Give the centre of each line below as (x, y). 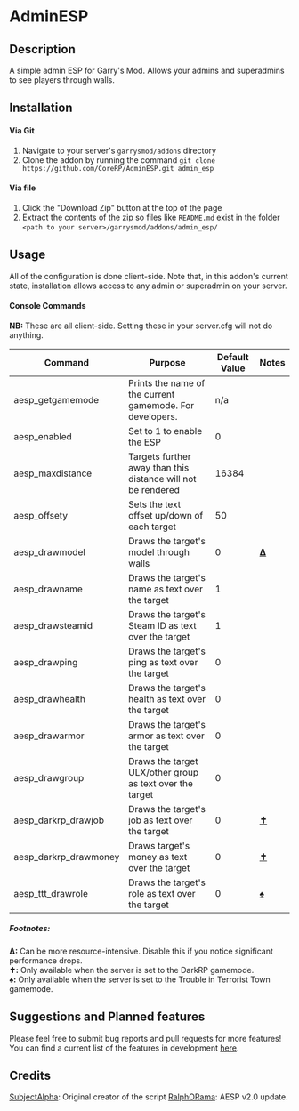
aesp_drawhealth (50, 698)
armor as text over (166, 736)
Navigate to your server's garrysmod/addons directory (119, 150)
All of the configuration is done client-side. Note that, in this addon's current (149, 276)
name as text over (166, 589)
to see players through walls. (62, 80)
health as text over (167, 698)
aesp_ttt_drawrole (51, 893)
